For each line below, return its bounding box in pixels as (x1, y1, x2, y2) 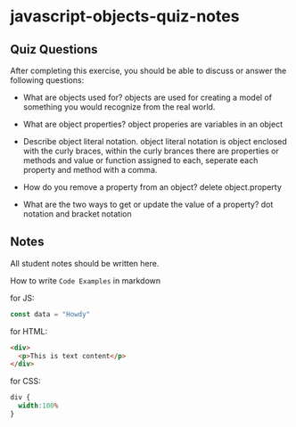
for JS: (10, 292, 35, 303)
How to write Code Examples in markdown (10, 275, 161, 286)
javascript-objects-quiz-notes (10, 6, 240, 27)
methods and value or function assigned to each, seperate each (22, 155, 259, 166)
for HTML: (10, 325, 48, 336)
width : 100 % (18, 401, 59, 411)
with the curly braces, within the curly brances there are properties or (22, 145, 279, 156)
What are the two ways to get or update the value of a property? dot (22, 199, 274, 209)
